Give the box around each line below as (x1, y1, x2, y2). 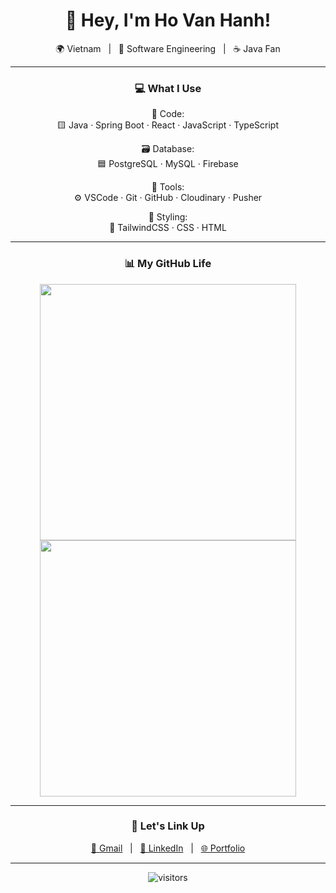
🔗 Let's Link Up (131, 819, 205, 833)
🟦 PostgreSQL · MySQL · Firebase (97, 158, 239, 170)
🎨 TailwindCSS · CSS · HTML (109, 222, 227, 234)
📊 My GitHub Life (124, 257, 212, 271)
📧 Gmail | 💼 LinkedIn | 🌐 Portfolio (90, 842, 246, 854)
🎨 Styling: (148, 211, 188, 223)
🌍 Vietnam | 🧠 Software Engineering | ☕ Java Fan (55, 42, 281, 54)
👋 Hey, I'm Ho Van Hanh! (64, 9, 272, 32)
